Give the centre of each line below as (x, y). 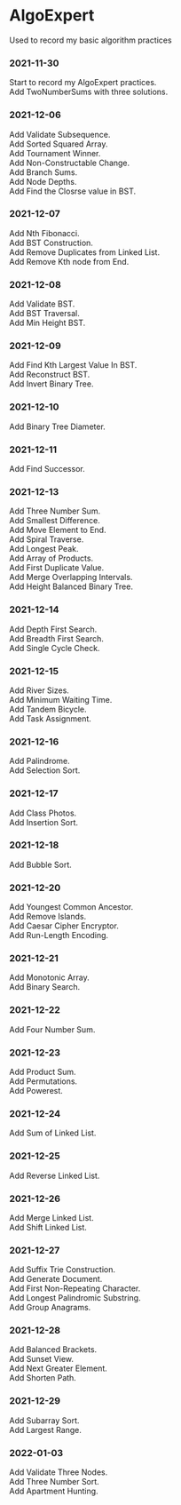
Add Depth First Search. (53, 629)
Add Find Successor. (47, 469)
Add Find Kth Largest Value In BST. (73, 365)
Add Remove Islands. (48, 917)
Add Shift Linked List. (48, 1227)
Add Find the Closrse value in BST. (72, 191)
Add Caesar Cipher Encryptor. (64, 926)
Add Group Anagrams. (50, 1308)
